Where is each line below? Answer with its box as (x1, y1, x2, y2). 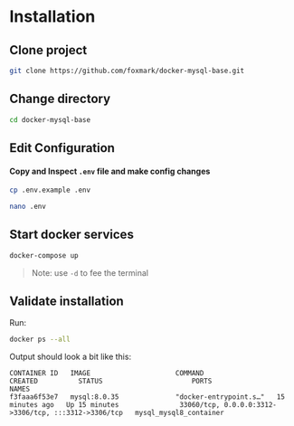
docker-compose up (9, 251, 79, 260)
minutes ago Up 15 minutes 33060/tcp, (9, 401, 221, 410)
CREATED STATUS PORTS (9, 377, 213, 386)
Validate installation (9, 293, 124, 308)
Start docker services (9, 227, 134, 242)
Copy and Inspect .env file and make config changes (9, 166, 211, 176)
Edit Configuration (9, 140, 116, 156)
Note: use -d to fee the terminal (31, 267, 149, 278)
